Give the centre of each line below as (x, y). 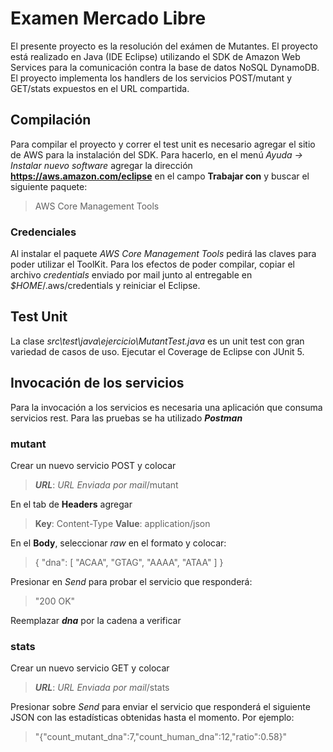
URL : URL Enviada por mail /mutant (106, 484)
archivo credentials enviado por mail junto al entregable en (131, 275)
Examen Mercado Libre (108, 18)
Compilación (51, 120)
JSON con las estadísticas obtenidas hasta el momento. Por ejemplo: (152, 718)
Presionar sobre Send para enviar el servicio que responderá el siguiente (160, 707)
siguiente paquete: (49, 186)
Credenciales (43, 232)
